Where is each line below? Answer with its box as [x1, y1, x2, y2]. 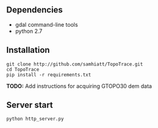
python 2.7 [15, 27, 43, 35]
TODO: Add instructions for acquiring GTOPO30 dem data [6, 82, 153, 90]
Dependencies [6, 5, 63, 15]
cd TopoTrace [6, 66, 40, 72]
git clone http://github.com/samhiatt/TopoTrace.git [6, 61, 143, 67]
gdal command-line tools [15, 21, 78, 28]
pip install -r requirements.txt [6, 72, 92, 78]
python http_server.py [6, 116, 64, 122]
